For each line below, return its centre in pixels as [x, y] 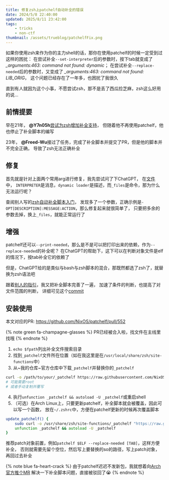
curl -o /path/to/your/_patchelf [41, 377]
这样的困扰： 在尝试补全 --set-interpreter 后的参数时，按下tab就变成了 [79, 59]
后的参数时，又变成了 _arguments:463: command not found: [81, 71]
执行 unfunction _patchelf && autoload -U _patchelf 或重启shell [79, 397]
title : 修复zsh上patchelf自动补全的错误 [45, 10]
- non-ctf [25, 33]
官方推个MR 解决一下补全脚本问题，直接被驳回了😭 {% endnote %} [75, 472]
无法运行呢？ [19, 191]
